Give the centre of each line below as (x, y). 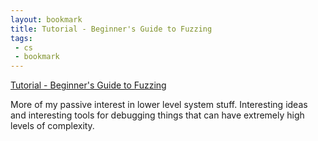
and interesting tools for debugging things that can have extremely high (157, 115)
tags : (21, 38)
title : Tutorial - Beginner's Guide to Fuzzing (111, 29)
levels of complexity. (52, 126)
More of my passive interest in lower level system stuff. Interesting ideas (159, 105)
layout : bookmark (46, 19)
